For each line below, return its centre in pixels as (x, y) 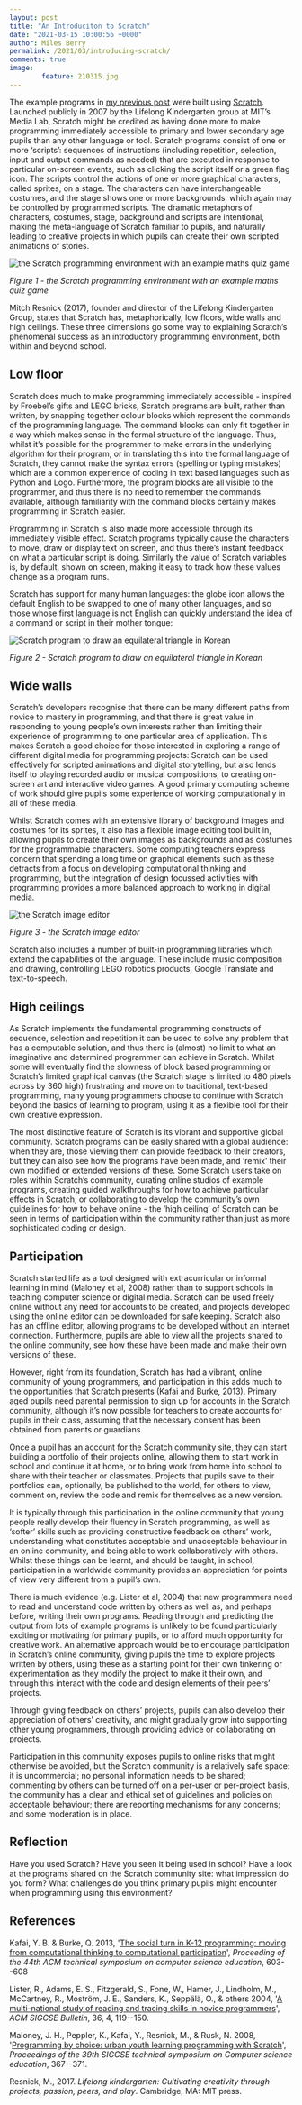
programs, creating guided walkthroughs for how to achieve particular (139, 1190)
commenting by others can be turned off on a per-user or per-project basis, (150, 1785)
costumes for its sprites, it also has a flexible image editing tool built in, (141, 830)
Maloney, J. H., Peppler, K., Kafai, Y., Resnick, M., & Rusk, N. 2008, (133, 2035)
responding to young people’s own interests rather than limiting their (136, 727)
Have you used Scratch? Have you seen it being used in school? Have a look (151, 1863)
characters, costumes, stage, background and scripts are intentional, (137, 216)
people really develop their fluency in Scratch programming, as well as (140, 1522)
